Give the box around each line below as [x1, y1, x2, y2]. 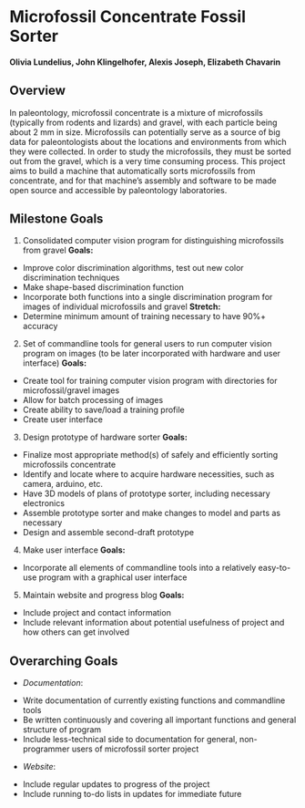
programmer [22, 743, 70, 754]
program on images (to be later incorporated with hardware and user [22, 348, 280, 359]
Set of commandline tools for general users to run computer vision [22, 338, 272, 349]
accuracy [22, 321, 58, 332]
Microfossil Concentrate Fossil [9, 6, 246, 27]
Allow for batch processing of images [22, 395, 164, 406]
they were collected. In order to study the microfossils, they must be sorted [9, 146, 291, 157]
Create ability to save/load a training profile [22, 404, 185, 416]
